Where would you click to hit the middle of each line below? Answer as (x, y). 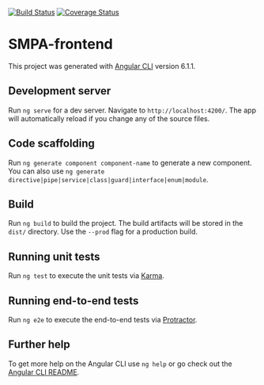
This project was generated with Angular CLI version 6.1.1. (102, 66)
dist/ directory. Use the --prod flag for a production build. (103, 232)
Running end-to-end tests (74, 301)
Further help (40, 345)
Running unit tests (54, 256)
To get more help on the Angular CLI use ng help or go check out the (120, 364)
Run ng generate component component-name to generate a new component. (130, 162)
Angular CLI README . (44, 372)
